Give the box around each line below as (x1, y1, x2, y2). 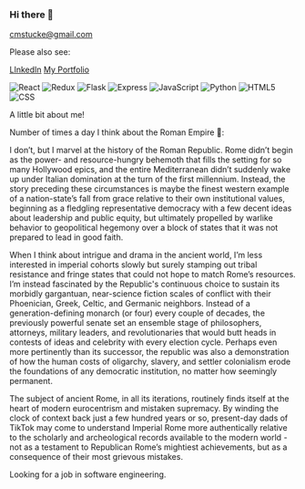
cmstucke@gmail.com (9, 29, 93, 40)
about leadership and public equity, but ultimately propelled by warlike (9, 213, 273, 224)
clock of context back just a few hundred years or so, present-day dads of (9, 412, 289, 423)
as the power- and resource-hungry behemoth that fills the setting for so (9, 154, 282, 165)
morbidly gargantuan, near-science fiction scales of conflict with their (9, 288, 271, 299)
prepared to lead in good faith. (9, 232, 124, 243)
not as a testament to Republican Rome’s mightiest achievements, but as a (9, 442, 288, 453)
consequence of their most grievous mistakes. (9, 452, 184, 463)
